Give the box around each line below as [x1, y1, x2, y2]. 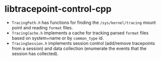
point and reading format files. [11, 24, 73, 30]
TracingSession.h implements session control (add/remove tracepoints [11, 40, 155, 46]
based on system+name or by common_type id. [11, 35, 104, 41]
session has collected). [11, 50, 59, 57]
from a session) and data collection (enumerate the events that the [11, 45, 147, 51]
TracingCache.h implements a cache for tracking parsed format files [11, 30, 149, 36]
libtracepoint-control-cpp [4, 3, 111, 15]
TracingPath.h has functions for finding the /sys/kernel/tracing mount [11, 20, 156, 25]
